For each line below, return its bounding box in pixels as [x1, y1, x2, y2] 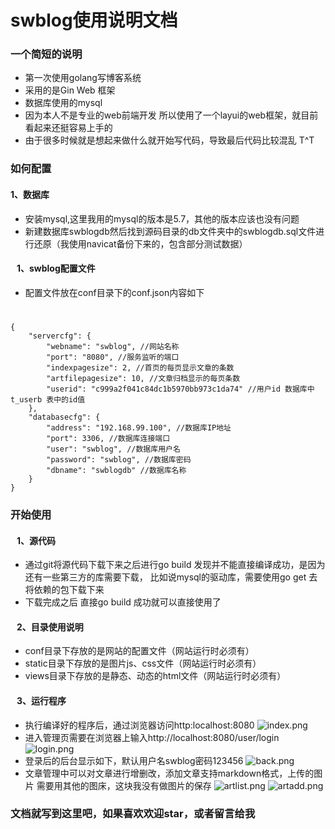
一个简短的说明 [10, 47, 83, 61]
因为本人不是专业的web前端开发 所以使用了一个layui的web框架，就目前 [24, 109, 319, 121]
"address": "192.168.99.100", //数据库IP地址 [46, 423, 232, 433]
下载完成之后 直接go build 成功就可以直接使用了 [24, 596, 222, 608]
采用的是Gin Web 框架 [24, 84, 116, 96]
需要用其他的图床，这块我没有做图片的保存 [36, 779, 212, 791]
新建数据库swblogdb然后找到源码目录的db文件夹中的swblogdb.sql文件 [24, 225, 317, 237]
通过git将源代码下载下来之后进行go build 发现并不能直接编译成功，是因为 [24, 559, 326, 571]
